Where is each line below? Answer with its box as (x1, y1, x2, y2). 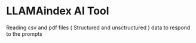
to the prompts (6, 30, 43, 37)
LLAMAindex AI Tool (6, 4, 109, 18)
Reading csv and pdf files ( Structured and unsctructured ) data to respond (6, 24, 191, 31)
